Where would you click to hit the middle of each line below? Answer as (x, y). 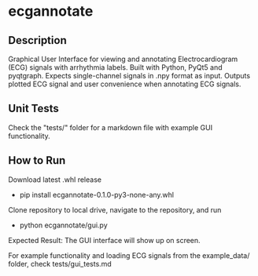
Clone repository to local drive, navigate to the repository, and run (115, 209)
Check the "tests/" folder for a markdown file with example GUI (111, 127)
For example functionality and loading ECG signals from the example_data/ (129, 255)
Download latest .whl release (55, 180)
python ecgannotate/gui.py (63, 225)
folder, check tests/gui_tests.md (60, 263)
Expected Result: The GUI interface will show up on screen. (104, 240)
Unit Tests (33, 109)
